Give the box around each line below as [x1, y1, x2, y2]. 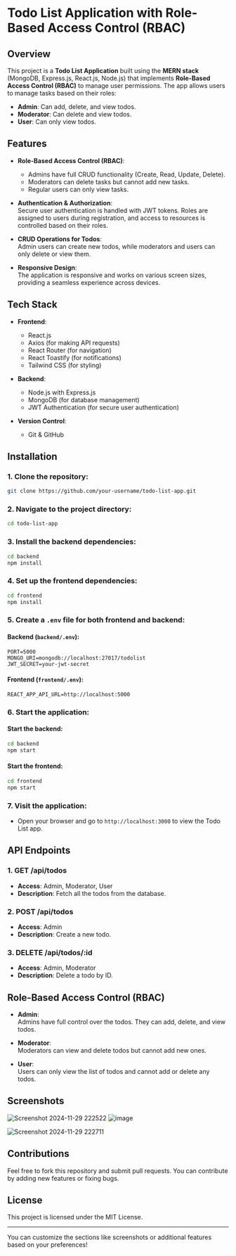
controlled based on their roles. [17, 221, 109, 229]
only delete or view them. [17, 250, 91, 258]
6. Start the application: [7, 707, 90, 717]
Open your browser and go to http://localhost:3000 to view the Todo [17, 816, 221, 825]
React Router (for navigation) [27, 346, 112, 354]
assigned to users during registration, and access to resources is [17, 213, 206, 222]
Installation [7, 451, 58, 463]
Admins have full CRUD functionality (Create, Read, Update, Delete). [27, 170, 226, 179]
